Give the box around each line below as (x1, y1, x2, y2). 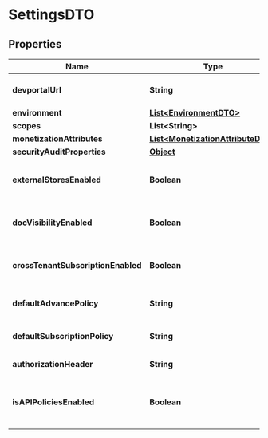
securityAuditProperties (12, 146, 106, 157)
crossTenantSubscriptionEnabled (12, 260, 142, 270)
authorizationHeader (12, 359, 93, 369)
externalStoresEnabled (12, 174, 101, 185)
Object (149, 146, 175, 157)
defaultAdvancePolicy (12, 298, 99, 309)
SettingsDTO (8, 6, 95, 24)
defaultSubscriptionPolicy (12, 331, 114, 341)
